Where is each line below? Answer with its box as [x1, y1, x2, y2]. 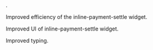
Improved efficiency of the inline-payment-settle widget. [5, 13, 148, 20]
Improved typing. [5, 37, 49, 44]
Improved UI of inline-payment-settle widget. [5, 25, 119, 32]
